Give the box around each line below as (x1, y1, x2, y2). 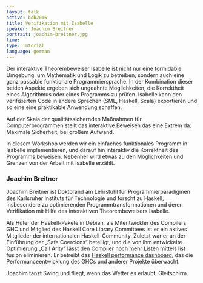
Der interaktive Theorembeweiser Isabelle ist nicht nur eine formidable (6, 65, 182, 72)
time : (6, 37, 20, 43)
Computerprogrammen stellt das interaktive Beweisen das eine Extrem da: (6, 122, 192, 129)
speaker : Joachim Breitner (6, 25, 75, 32)
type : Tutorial (6, 43, 45, 49)
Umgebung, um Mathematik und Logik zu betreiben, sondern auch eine (6, 71, 185, 79)
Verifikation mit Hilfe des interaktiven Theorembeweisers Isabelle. (6, 207, 170, 215)
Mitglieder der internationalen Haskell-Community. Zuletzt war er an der (6, 232, 186, 239)
